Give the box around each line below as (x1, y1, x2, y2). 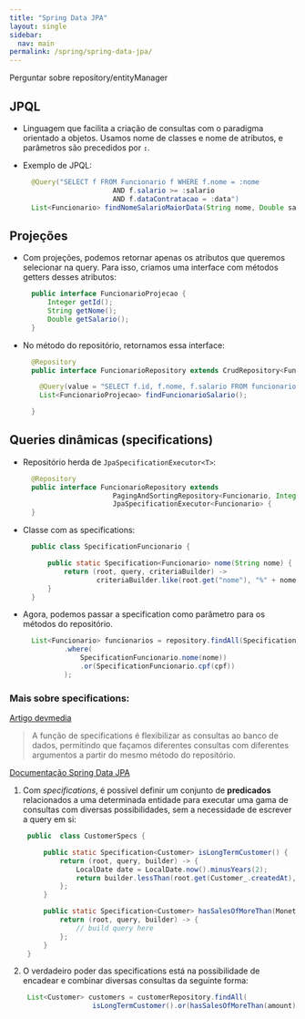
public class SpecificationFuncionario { (31, 542, 191, 551)
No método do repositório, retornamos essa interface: (22, 339, 225, 351)
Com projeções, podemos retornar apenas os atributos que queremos (22, 252, 285, 263)
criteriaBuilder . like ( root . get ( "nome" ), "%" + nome (96, 575, 297, 584)
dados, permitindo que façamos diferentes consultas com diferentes (31, 740, 290, 751)
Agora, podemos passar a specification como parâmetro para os (22, 609, 266, 620)
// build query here (76, 923, 154, 932)
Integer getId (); (46, 298, 114, 307)
